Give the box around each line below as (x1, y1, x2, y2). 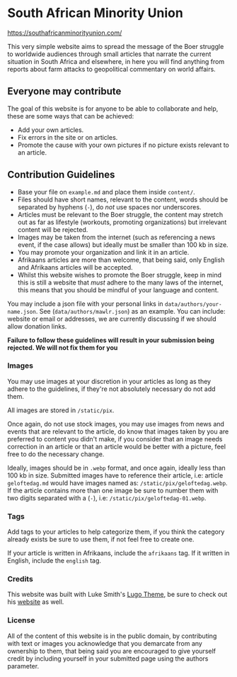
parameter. (7, 661, 40, 670)
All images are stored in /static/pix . (7, 406, 115, 414)
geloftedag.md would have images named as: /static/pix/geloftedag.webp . (7, 478, 228, 487)
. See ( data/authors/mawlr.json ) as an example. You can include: (35, 307, 226, 315)
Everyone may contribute (7, 85, 122, 97)
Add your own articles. (17, 126, 84, 134)
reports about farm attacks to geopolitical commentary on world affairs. (7, 65, 216, 73)
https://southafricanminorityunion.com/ (7, 28, 122, 37)
